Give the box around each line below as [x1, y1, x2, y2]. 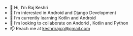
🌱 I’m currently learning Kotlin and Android [9, 15, 96, 20]
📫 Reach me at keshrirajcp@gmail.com [9, 26, 90, 31]
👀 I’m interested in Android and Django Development [9, 10, 117, 16]
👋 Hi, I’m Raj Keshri [9, 5, 48, 10]
